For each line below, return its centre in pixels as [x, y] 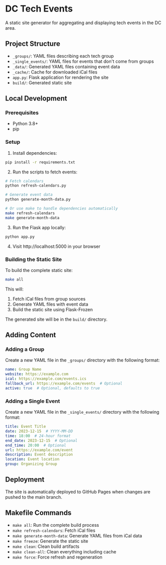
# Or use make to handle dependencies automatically [62, 209]
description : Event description [39, 455]
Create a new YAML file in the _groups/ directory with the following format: [82, 360]
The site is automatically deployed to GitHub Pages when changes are [78, 492]
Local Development [36, 99]
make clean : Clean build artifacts [46, 546]
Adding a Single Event [33, 401]
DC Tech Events [39, 9]
